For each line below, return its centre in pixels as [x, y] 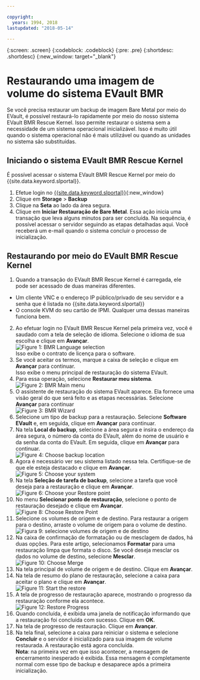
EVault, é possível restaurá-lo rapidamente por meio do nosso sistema [93, 116]
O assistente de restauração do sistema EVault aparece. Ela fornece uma [105, 391]
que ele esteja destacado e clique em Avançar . [73, 467]
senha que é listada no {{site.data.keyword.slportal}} [80, 304]
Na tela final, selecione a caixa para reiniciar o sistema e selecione [97, 632]
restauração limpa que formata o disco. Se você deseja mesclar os [97, 550]
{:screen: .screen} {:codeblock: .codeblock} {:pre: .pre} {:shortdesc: [90, 50]
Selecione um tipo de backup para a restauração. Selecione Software [101, 417]
